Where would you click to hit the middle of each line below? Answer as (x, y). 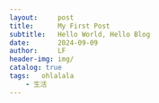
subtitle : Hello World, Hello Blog (80, 34)
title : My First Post (60, 26)
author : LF (38, 51)
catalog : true (36, 68)
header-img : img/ (42, 59)
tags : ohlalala (42, 76)
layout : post (42, 17)
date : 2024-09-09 (54, 43)
